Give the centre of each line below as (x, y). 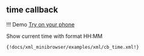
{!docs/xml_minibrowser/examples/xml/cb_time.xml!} (73, 47)
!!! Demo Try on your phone (41, 24)
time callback (32, 10)
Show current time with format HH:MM (54, 36)
